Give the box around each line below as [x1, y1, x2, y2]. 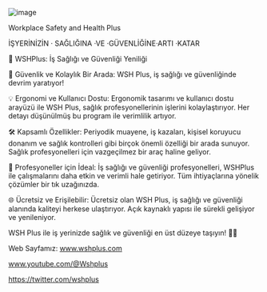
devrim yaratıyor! [8, 78, 65, 87]
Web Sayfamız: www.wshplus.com [8, 244, 122, 253]
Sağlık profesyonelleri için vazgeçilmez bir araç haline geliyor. [8, 147, 212, 156]
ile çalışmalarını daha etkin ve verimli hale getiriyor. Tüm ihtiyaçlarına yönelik [8, 171, 260, 180]
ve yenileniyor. [8, 213, 56, 222]
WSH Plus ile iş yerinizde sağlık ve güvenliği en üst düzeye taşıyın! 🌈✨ [8, 228, 238, 238]
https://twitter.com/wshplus [8, 274, 100, 284]
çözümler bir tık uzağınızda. [8, 180, 100, 189]
